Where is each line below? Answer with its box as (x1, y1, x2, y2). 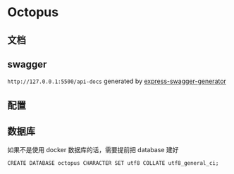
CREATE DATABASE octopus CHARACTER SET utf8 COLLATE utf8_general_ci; (7, 159, 219, 166)
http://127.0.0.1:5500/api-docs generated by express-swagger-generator (7, 77, 227, 85)
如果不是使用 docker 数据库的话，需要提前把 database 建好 (7, 145, 179, 154)
